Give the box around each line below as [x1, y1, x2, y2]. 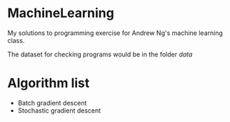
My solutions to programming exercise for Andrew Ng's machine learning [7, 29, 224, 37]
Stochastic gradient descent [17, 106, 101, 115]
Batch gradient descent [17, 98, 87, 107]
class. [7, 36, 25, 44]
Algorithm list [7, 75, 90, 91]
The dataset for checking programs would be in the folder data [7, 50, 193, 59]
